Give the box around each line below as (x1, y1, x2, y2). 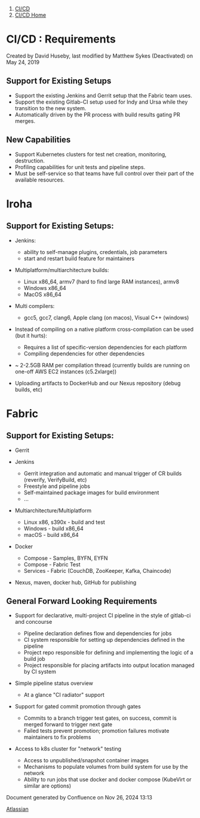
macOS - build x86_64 (23, 531, 79, 538)
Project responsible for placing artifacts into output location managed (23, 662, 195, 669)
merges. (14, 117, 36, 125)
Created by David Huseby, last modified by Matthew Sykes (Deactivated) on (6, 52, 193, 59)
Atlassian (6, 805, 29, 813)
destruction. (14, 157, 45, 164)
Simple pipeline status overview (14, 680, 94, 687)
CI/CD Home (14, 11, 47, 19)
